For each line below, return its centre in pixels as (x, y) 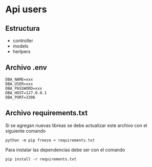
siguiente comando (26, 131)
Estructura (23, 28)
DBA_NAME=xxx (19, 79)
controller (23, 40)
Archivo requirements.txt (47, 113)
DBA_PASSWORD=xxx (24, 88)
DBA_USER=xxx (19, 84)
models (20, 46)
